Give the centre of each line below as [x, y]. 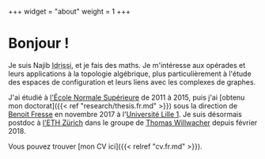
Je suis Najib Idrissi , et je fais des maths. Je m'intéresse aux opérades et [127, 65]
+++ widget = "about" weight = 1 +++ [70, 11]
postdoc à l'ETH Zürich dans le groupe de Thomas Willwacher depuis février [133, 123]
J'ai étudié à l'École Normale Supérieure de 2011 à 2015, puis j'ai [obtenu [127, 97]
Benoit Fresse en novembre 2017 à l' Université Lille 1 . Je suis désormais [125, 114]
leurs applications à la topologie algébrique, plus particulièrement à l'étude [130, 74]
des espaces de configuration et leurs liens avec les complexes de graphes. [132, 81]
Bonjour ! [39, 44]
